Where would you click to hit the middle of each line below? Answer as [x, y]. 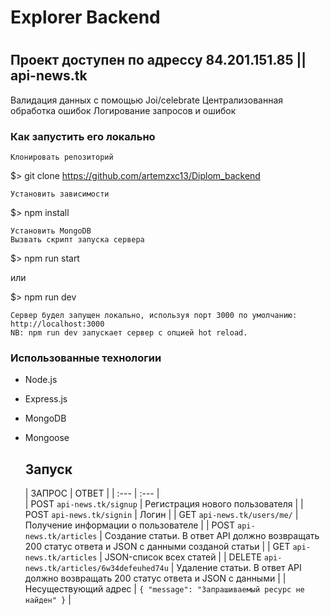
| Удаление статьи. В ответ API [236, 568]
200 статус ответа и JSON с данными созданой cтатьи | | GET [157, 547]
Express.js [46, 399]
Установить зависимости [60, 194]
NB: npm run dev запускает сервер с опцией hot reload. [129, 333]
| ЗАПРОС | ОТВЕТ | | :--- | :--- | [92, 493]
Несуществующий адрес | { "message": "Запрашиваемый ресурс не [164, 589]
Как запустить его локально [83, 136]
